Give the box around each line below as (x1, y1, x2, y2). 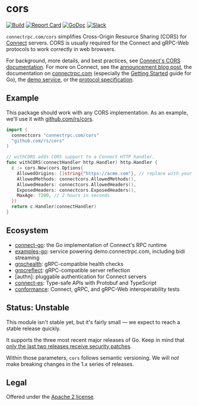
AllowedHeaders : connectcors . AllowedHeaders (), (17, 182, 136, 188)
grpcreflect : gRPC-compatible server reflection (14, 267, 130, 274)
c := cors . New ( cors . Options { (11, 165, 84, 171)
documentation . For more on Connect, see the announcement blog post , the (6, 63, 192, 70)
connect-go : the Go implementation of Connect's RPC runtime (14, 241, 167, 248)
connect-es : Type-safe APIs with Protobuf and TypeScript (14, 279, 157, 286)
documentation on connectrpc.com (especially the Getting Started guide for (6, 69, 191, 77)
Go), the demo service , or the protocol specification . (6, 76, 135, 83)
